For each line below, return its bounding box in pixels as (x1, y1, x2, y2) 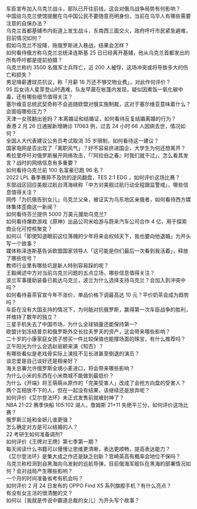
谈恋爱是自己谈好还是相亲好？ (6, 358, 78, 364)
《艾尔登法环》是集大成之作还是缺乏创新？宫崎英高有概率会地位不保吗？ (6, 453, 181, 460)
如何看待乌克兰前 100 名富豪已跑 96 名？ (6, 167, 104, 173)
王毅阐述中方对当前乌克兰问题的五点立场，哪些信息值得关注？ (6, 269, 155, 276)
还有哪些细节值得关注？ (16, 93, 73, 100)
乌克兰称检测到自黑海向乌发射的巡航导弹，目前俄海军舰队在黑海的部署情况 (6, 460, 186, 467)
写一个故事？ (6, 240, 37, 247)
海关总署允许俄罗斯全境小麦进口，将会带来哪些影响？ (6, 365, 135, 372)
